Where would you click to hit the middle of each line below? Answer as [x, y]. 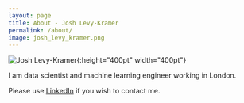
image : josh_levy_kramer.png [56, 38]
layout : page [30, 15]
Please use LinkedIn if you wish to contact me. [84, 91]
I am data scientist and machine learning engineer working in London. [122, 75]
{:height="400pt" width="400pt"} [132, 60]
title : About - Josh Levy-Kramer [64, 23]
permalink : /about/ [41, 30]
